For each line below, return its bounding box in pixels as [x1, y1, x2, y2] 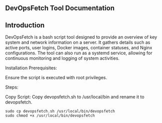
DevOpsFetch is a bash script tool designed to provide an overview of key [5, 34, 157, 40]
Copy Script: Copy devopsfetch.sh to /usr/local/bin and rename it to [5, 94, 144, 100]
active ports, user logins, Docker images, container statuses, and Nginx [5, 45, 152, 51]
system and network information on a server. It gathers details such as [5, 39, 150, 45]
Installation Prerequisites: [5, 65, 57, 71]
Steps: [5, 84, 18, 90]
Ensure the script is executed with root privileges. [5, 75, 107, 81]
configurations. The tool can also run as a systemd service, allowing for [5, 50, 152, 56]
